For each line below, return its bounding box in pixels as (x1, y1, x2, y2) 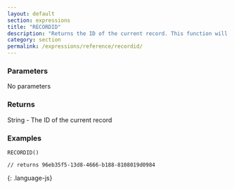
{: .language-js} (7, 174, 53, 182)
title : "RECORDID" (7, 23, 61, 30)
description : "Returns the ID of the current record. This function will (7, 30, 228, 37)
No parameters (7, 82, 51, 91)
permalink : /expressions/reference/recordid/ (7, 43, 143, 50)
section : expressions (7, 17, 71, 24)
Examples (7, 133, 42, 143)
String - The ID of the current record (7, 115, 112, 124)
